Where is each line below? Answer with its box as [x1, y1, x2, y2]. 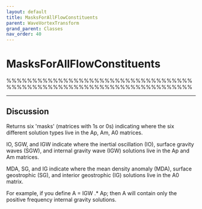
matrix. [6, 178, 24, 185]
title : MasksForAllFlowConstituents [6, 14, 98, 20]
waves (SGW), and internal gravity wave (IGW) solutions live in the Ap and [6, 147, 190, 154]
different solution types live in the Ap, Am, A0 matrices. [6, 129, 143, 136]
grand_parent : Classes [6, 25, 63, 32]
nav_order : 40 [6, 31, 42, 37]
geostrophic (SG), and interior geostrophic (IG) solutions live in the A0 [6, 171, 179, 178]
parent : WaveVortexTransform [6, 20, 79, 26]
